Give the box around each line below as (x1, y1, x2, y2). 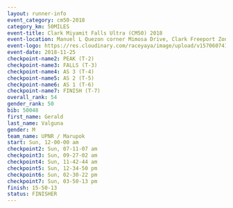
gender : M (7, 126, 36, 133)
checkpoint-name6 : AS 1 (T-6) (7, 81, 95, 88)
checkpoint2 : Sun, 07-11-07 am (7, 146, 98, 153)
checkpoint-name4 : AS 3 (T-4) (7, 68, 95, 75)
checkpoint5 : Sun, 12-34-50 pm (7, 164, 98, 172)
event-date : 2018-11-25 (7, 49, 76, 56)
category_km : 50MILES (7, 23, 70, 30)
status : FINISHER (7, 191, 58, 198)
